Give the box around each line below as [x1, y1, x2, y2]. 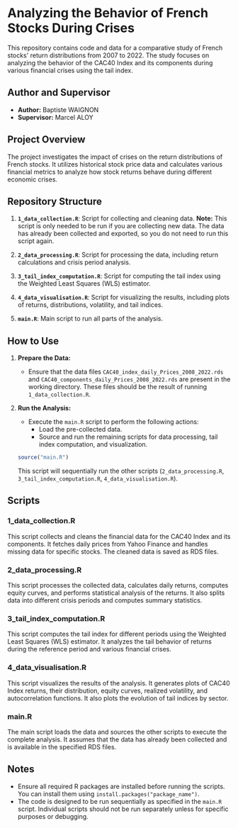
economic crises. [7, 175, 58, 184]
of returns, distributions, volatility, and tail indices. [17, 301, 164, 309]
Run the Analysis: [17, 404, 72, 413]
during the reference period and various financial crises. [7, 645, 171, 654]
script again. [17, 237, 55, 245]
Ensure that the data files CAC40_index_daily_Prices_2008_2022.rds [28, 367, 224, 376]
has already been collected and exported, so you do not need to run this [17, 229, 229, 238]
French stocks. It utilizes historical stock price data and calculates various [7, 160, 223, 168]
